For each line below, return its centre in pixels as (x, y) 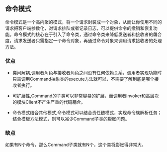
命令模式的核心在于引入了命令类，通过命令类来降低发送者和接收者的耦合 (88, 34)
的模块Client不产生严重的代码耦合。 (49, 102)
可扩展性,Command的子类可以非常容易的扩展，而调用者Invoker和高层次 (85, 96)
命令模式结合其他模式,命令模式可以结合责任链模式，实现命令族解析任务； (87, 113)
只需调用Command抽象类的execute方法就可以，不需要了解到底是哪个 (83, 79)
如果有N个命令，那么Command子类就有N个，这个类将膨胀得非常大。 (76, 145)
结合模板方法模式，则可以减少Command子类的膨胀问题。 (71, 119)
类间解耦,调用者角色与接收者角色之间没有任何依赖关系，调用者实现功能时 (87, 73)
